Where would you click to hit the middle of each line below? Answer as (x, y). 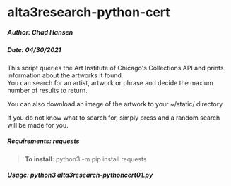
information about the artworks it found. (65, 75)
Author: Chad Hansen (40, 32)
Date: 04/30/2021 (34, 50)
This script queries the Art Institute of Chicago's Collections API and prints (115, 68)
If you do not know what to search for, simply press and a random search (114, 118)
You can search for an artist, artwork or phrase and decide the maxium (110, 82)
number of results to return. (48, 90)
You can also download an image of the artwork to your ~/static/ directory (115, 104)
